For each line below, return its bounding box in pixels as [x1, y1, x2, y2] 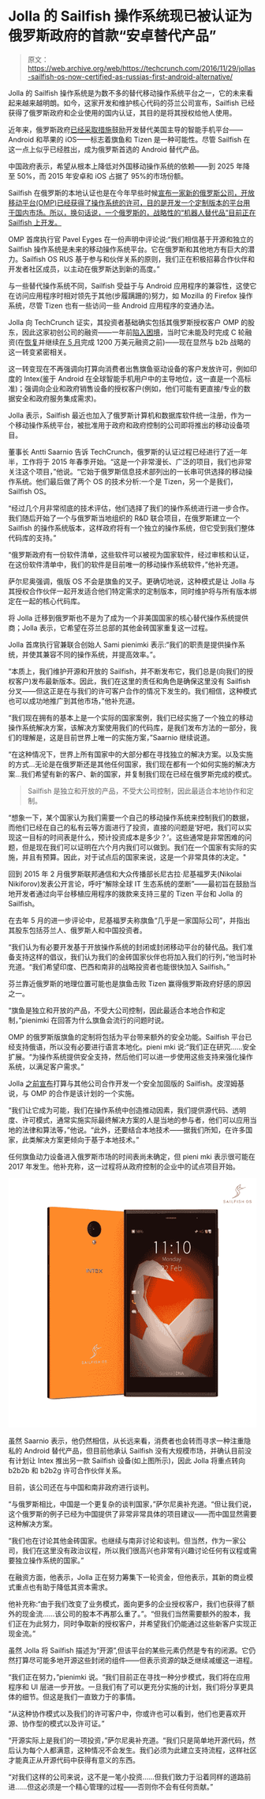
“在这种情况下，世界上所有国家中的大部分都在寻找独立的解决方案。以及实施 [8, 749, 254, 759]
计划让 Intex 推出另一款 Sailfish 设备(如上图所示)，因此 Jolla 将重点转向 [14, 1456, 246, 1465]
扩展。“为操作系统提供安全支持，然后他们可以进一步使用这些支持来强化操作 [8, 1052, 254, 1061]
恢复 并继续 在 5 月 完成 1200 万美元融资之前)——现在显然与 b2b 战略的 [24, 337, 251, 346]
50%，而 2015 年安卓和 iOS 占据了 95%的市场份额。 [17, 171, 188, 180]
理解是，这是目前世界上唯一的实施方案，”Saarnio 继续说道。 [21, 732, 215, 742]
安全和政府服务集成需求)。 [14, 393, 101, 403]
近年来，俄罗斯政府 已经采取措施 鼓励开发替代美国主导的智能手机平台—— [8, 124, 243, 134]
